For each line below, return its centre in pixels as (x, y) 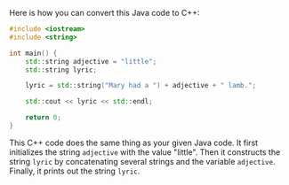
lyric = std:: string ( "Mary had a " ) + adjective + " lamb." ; (140, 86)
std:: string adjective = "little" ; (91, 61)
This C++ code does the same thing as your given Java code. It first (134, 143)
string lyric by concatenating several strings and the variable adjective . (142, 161)
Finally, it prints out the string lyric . (75, 171)
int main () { (33, 53)
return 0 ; (44, 118)
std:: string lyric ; (61, 70)
